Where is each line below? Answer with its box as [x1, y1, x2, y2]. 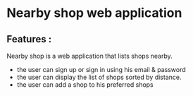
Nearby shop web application [6, 5, 182, 21]
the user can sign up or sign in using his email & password [16, 66, 186, 73]
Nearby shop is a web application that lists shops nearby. [6, 52, 173, 60]
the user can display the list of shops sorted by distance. [16, 73, 182, 81]
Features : [6, 33, 52, 45]
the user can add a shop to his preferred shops [16, 80, 154, 89]
